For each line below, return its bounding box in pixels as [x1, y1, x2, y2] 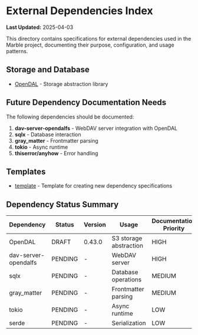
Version [83, 221, 106, 229]
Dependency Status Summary [6, 199, 119, 209]
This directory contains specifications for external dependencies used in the [6, 35, 192, 42]
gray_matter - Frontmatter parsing [14, 137, 98, 144]
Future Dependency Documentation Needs [6, 97, 167, 107]
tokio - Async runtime [14, 143, 68, 150]
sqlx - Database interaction [14, 131, 81, 138]
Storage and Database [6, 65, 90, 75]
